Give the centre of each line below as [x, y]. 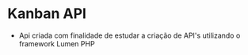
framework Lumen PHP [57, 43]
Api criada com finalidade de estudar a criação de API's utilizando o [130, 35]
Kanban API [47, 14]
